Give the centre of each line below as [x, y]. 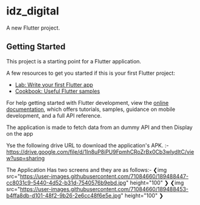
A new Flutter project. [33, 28]
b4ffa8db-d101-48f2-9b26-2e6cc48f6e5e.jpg [64, 195]
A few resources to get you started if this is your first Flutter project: [91, 73]
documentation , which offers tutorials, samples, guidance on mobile [91, 109]
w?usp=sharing [26, 158]
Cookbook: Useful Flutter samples [57, 91]
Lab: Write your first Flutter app [54, 84]
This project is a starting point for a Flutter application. [74, 61]
